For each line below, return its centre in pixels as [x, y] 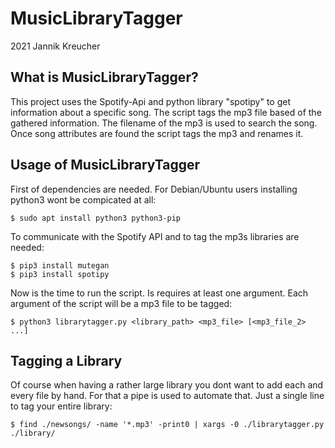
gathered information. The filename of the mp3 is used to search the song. [164, 123]
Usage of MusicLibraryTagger [105, 165]
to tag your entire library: [61, 406]
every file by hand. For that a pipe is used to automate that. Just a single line [167, 396]
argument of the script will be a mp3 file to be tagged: [121, 303]
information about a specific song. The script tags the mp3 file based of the [166, 112]
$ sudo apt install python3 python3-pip [96, 218]
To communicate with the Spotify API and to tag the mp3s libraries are [155, 236]
